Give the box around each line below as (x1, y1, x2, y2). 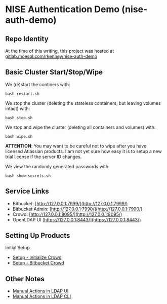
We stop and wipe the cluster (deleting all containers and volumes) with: (5, 124, 156, 130)
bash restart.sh (5, 91, 39, 96)
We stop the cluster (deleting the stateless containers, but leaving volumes (5, 100, 161, 106)
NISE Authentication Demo (5, 4, 120, 15)
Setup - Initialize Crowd (12, 254, 62, 260)
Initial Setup (5, 245, 30, 251)
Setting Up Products (5, 232, 70, 240)
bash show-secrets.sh (5, 173, 51, 178)
